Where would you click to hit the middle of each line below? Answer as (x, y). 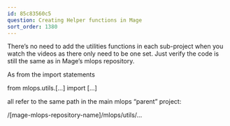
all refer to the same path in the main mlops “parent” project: (94, 102)
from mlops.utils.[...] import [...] (52, 88)
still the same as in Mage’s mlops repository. (71, 61)
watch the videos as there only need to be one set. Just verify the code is (113, 54)
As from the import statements (51, 74)
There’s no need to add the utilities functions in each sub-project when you (115, 47)
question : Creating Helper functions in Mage (74, 20)
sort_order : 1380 (33, 26)
